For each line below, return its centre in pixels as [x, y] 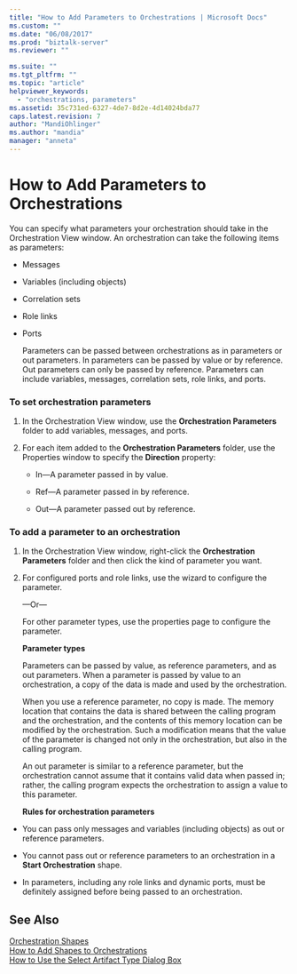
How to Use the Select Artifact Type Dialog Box [95, 960]
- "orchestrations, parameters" [77, 100]
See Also [34, 919]
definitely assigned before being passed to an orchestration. [132, 892]
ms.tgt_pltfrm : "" [43, 75]
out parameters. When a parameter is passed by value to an [131, 675]
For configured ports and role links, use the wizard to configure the [145, 578]
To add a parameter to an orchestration [95, 532]
